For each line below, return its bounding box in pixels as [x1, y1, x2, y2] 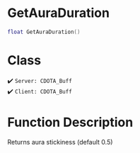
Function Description [7, 114, 134, 130]
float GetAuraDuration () [7, 28, 81, 35]
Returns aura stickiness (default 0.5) [7, 137, 113, 146]
